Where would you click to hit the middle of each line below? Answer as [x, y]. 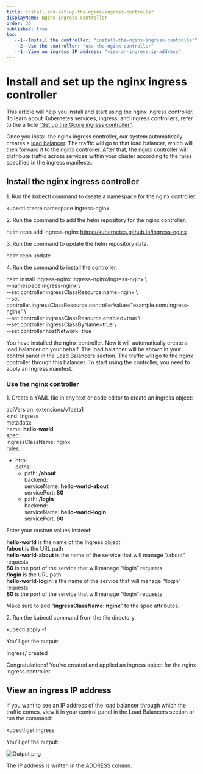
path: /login [39, 499]
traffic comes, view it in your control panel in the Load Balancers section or [101, 712]
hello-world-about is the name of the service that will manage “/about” [96, 555]
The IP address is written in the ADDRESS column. [69, 765]
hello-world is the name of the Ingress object [63, 542]
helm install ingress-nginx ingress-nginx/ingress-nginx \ [77, 279]
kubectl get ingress [30, 730]
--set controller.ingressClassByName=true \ [61, 324]
